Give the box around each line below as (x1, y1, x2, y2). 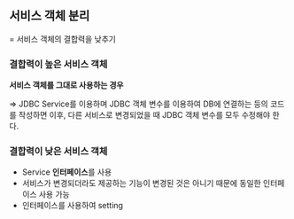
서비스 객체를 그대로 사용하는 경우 (9, 80, 124, 90)
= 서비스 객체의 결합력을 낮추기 (9, 34, 117, 44)
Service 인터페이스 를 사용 (21, 167, 112, 177)
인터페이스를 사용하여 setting (21, 200, 124, 211)
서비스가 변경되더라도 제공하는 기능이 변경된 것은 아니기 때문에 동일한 (21, 178, 261, 189)
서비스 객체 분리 (9, 8, 90, 24)
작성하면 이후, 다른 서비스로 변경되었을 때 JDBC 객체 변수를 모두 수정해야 (18, 110, 271, 121)
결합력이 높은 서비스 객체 (9, 58, 108, 70)
